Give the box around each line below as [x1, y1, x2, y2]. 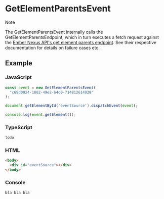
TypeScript [5, 124, 33, 131]
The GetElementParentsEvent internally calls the [5, 29, 103, 35]
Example [5, 59, 33, 67]
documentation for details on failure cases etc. [5, 45, 100, 50]
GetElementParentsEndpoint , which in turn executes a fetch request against [5, 34, 159, 40]
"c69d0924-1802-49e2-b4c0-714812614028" [9, 90, 94, 95]
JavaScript [5, 74, 32, 81]
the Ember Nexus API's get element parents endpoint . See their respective [5, 39, 157, 45]
